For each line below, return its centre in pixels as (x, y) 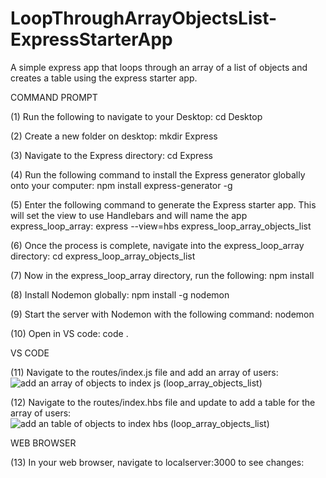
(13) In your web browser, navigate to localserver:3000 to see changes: (157, 462)
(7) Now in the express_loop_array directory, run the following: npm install (162, 275)
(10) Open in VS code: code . (69, 333)
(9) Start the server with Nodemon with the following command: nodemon (162, 314)
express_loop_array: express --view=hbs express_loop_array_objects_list (161, 226)
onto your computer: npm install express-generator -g (121, 185)
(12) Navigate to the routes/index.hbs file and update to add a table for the (163, 402)
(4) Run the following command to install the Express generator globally (158, 174)
